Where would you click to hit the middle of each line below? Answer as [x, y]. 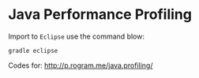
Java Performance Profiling [100, 15]
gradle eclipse [33, 50]
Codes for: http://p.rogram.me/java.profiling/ [81, 65]
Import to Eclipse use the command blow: [76, 36]
